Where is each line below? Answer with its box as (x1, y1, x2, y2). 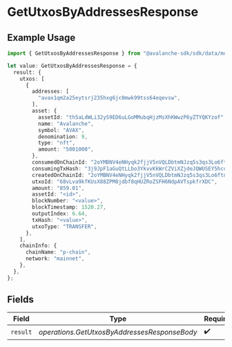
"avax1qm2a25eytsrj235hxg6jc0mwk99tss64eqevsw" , (37, 95, 181, 102)
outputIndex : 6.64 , (32, 210, 88, 217)
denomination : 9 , (37, 133, 88, 140)
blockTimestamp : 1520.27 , (32, 204, 107, 211)
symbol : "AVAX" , (37, 126, 85, 133)
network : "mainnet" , (25, 255, 85, 263)
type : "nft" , (37, 140, 76, 147)
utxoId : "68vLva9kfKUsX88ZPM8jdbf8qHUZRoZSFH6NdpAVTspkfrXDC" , (32, 178, 217, 185)
